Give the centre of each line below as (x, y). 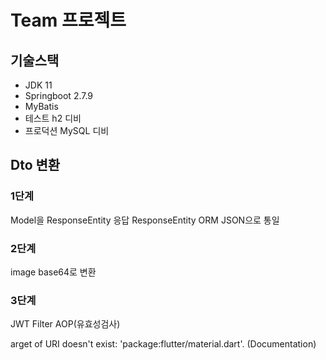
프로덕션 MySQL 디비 (67, 130)
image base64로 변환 (53, 272)
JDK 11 (38, 85)
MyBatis (41, 106)
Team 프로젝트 (68, 20)
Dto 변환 (35, 165)
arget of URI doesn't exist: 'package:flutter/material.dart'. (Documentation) (163, 344)
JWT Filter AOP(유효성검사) (65, 324)
